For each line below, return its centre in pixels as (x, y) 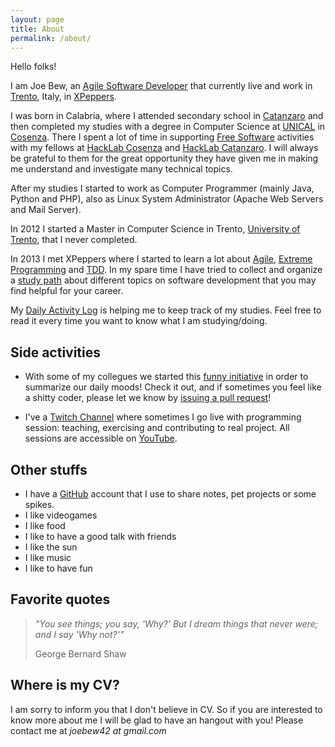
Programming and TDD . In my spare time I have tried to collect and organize (166, 270)
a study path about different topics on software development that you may (163, 280)
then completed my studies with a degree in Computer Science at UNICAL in (168, 127)
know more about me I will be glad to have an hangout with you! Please (157, 720)
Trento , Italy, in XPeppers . (63, 97)
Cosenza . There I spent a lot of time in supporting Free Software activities (162, 137)
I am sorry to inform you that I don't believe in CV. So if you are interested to (166, 709)
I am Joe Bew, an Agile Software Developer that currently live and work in (161, 86)
